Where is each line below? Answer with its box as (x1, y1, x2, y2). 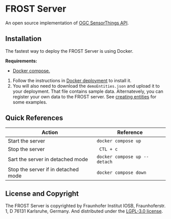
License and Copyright (5, 189, 79, 198)
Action (41, 129, 59, 136)
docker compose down (96, 169, 147, 175)
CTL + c (99, 146, 118, 152)
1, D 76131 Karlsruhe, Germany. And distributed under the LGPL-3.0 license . (5, 208, 163, 214)
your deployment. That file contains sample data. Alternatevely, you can (12, 88, 164, 94)
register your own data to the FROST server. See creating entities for (12, 93, 157, 99)
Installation (5, 34, 42, 43)
